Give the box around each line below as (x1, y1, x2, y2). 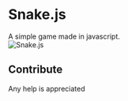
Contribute (8, 63, 63, 77)
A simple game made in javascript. (8, 32, 120, 41)
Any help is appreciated (8, 84, 85, 93)
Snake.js (8, 6, 66, 24)
